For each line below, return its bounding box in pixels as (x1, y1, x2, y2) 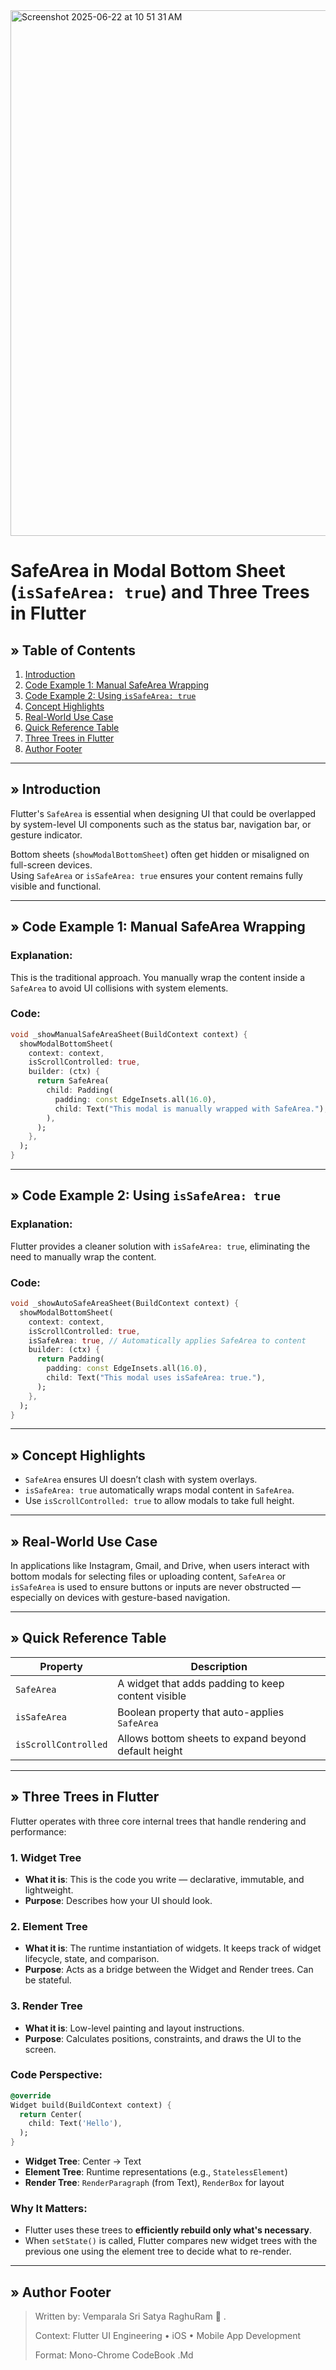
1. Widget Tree (10, 1850, 82, 1864)
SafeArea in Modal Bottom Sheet (10, 560, 286, 583)
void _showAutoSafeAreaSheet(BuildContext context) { (10, 1299, 240, 1309)
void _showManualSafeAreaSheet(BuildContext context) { (10, 1029, 248, 1039)
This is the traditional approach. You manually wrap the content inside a (10, 971, 306, 983)
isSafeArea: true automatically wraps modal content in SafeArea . (24, 1484, 295, 1496)
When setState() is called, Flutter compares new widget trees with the (24, 2235, 318, 2247)
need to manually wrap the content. (10, 1250, 157, 1263)
